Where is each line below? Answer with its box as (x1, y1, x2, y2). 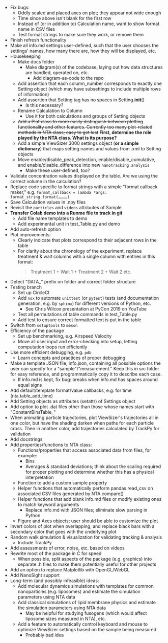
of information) (17, 92, 49, 97)
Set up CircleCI (17, 290, 50, 296)
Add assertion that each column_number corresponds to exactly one (17, 80, 162, 86)
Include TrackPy (17, 540, 52, 545)
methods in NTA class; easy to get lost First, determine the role (17, 129, 152, 135)
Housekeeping (10, 53, 41, 59)
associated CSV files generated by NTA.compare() (17, 491, 124, 497)
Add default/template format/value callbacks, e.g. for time (10, 387, 132, 393)
